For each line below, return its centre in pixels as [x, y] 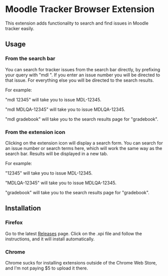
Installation [23, 209]
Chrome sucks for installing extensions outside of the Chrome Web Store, [81, 262]
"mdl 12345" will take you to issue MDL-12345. [53, 99]
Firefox [14, 223]
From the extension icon [35, 132]
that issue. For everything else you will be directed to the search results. [80, 80]
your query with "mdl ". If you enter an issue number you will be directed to [83, 75]
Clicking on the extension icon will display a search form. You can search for [84, 143]
